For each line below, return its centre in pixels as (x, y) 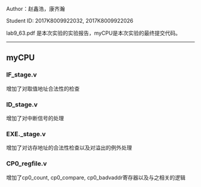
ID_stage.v (22, 105)
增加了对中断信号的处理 (35, 118)
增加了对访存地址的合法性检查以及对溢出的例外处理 (69, 148)
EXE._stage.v (26, 134)
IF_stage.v (22, 75)
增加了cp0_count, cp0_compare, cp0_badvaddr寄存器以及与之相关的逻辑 (96, 177)
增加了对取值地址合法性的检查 (43, 88)
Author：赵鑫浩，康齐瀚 (36, 9)
